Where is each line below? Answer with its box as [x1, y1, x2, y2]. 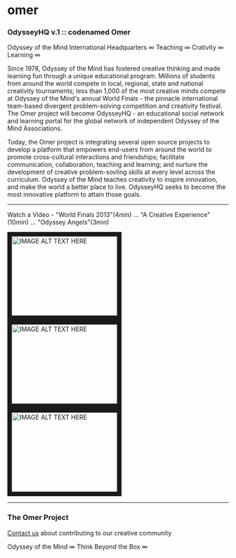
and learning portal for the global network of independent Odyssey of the [7, 117, 220, 125]
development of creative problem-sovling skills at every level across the [7, 168, 216, 176]
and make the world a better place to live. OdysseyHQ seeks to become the [7, 182, 226, 192]
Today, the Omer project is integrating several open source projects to [7, 138, 210, 147]
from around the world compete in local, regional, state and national [7, 80, 204, 88]
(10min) [7, 218, 29, 227]
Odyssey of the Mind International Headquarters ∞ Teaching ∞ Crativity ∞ [7, 43, 224, 51]
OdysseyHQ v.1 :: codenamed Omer [7, 27, 131, 37]
